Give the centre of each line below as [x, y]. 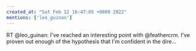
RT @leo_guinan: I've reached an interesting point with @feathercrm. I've [98, 35]
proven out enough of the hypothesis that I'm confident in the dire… [92, 41]
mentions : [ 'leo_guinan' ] [39, 18]
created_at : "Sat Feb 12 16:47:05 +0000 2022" [67, 12]
